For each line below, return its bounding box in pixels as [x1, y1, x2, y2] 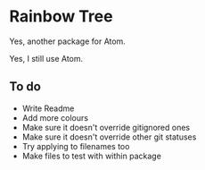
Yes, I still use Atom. [9, 53, 84, 64]
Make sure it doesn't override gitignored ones [21, 122, 190, 132]
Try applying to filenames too [21, 140, 130, 151]
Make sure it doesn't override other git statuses [21, 132, 197, 142]
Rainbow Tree [9, 6, 113, 27]
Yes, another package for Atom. [9, 36, 127, 47]
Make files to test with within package [21, 150, 162, 161]
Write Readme [21, 103, 75, 114]
